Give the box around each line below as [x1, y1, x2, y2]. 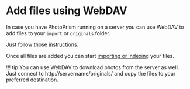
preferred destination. [6, 76, 58, 83]
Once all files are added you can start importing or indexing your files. [6, 52, 174, 59]
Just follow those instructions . [6, 41, 79, 48]
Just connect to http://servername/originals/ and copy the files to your [6, 70, 176, 77]
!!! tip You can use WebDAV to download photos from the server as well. [6, 63, 179, 71]
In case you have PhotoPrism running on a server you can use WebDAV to [6, 23, 184, 30]
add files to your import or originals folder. [6, 29, 111, 36]
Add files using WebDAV [6, 4, 127, 18]
